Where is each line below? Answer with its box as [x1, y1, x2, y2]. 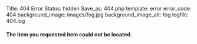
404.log [6, 18, 25, 24]
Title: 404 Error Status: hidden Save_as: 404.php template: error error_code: [6, 5, 192, 12]
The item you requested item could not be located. [6, 31, 133, 38]
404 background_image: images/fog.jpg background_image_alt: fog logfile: [6, 11, 189, 18]
